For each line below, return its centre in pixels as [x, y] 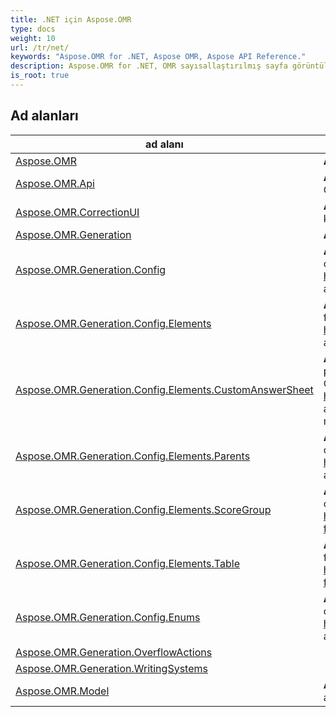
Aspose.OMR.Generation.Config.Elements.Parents [133, 456]
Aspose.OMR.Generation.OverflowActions [114, 652]
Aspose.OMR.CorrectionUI [77, 212]
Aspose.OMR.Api [55, 183]
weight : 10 [33, 38]
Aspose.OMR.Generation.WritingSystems [111, 668]
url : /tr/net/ [40, 47]
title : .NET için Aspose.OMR [71, 19]
